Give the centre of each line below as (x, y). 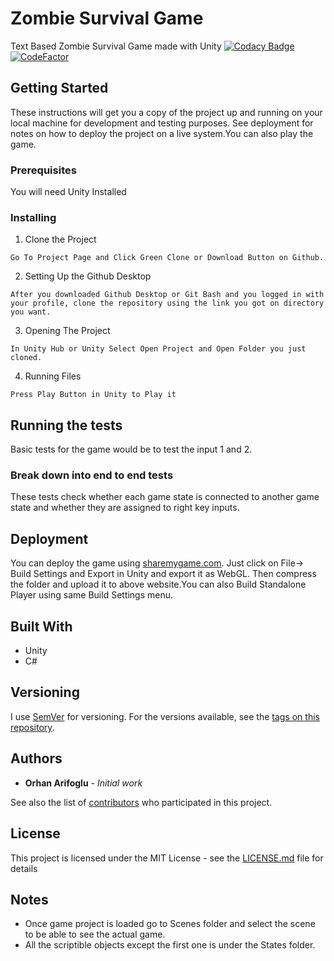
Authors (36, 758)
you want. (31, 312)
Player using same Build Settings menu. (92, 595)
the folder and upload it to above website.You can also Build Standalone (158, 584)
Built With (41, 626)
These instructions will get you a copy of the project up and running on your (166, 112)
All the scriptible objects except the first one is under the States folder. (170, 945)
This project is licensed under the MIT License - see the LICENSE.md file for (167, 858)
